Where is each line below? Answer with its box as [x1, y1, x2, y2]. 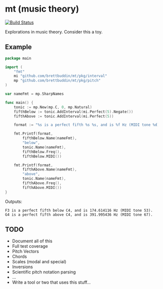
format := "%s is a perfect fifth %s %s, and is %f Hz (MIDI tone [14, 122, 151, 127]
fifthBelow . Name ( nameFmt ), [22, 136, 77, 141]
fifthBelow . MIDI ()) [22, 154, 62, 159]
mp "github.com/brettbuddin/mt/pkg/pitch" [14, 78, 101, 83]
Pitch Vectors [12, 249, 39, 255]
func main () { [5, 100, 34, 105]
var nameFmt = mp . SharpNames [5, 91, 64, 96]
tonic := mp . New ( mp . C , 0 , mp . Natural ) [14, 104, 92, 110]
